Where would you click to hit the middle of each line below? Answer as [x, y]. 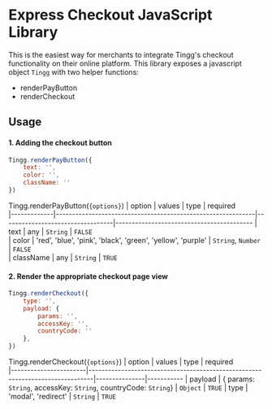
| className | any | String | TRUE [63, 257]
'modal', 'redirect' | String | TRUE [62, 397]
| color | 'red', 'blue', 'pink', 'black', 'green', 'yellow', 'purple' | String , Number [135, 240]
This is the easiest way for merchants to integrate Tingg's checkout [121, 54]
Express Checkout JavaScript [110, 15]
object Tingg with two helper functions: [74, 72]
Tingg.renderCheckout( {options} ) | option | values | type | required [121, 362]
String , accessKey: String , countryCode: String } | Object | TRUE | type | [128, 388]
